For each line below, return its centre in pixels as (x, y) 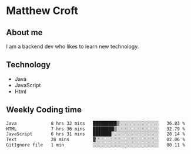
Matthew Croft (42, 11)
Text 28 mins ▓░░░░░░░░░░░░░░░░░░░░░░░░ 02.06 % (95, 140)
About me (24, 32)
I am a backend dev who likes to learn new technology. (73, 46)
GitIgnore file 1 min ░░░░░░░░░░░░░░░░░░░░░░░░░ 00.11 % (95, 145)
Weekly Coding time (44, 110)
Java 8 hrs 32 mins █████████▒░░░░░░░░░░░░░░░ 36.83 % (95, 123)
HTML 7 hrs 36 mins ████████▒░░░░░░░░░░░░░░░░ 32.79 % (95, 129)
